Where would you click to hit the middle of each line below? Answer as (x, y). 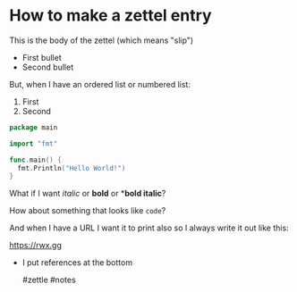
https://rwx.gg (36, 246)
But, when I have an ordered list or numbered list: (100, 84)
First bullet (42, 57)
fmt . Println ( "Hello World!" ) (72, 168)
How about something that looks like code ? (88, 211)
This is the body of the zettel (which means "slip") (102, 40)
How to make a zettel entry (110, 16)
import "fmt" (34, 144)
